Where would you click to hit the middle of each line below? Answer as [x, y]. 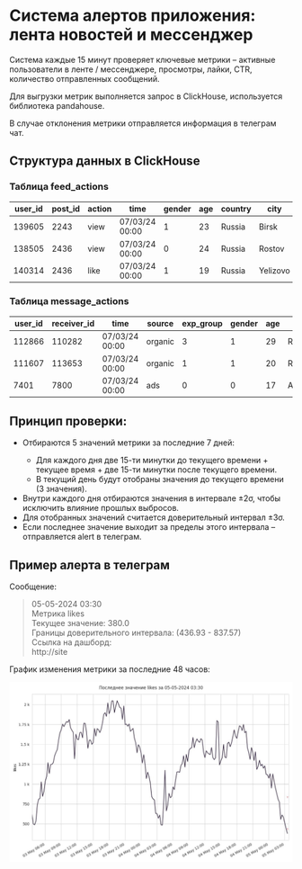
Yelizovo [275, 271]
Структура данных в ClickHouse [105, 161]
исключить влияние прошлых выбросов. [101, 508]
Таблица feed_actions [59, 187]
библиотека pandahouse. [57, 105]
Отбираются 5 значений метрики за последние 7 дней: [129, 443]
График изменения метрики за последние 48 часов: [110, 669]
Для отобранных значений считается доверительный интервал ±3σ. [153, 517]
